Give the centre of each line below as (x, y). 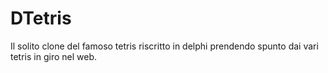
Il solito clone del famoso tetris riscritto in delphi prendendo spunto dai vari (164, 46)
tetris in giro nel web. (53, 56)
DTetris (41, 18)
